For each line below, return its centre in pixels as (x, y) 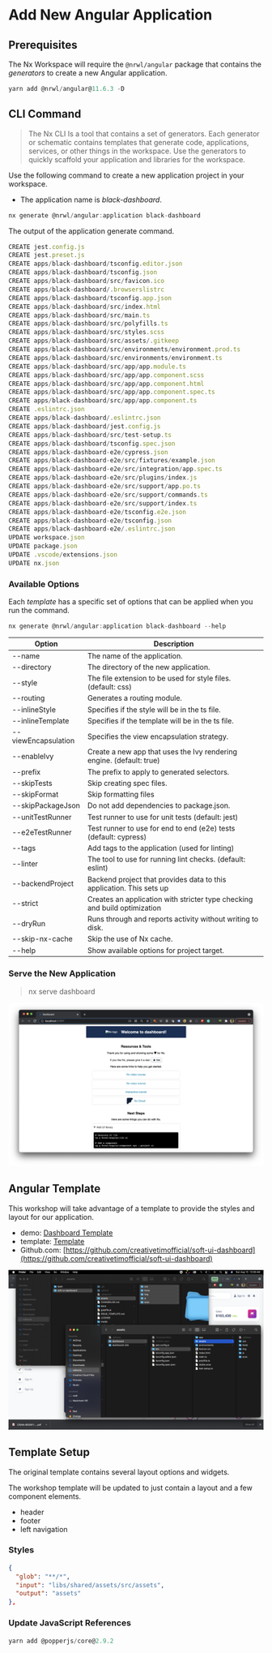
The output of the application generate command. (91, 231)
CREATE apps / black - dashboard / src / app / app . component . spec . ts (112, 392)
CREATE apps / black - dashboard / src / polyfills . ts (88, 324)
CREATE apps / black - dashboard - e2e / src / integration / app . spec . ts (115, 469)
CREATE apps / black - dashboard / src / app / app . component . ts (103, 401)
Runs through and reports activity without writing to (173, 919)
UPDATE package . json (43, 546)
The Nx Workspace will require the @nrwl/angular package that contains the (135, 64)
